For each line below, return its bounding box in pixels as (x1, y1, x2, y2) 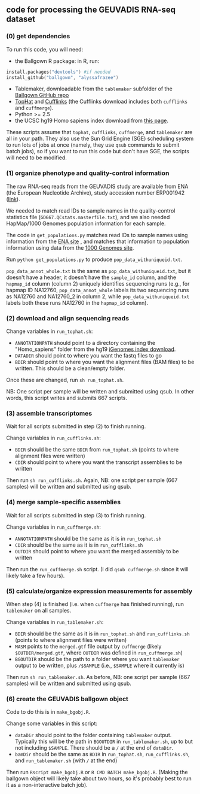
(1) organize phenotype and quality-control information (6, 169, 170, 177)
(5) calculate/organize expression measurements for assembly (6, 587, 193, 595)
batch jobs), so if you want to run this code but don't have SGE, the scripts (6, 148, 190, 155)
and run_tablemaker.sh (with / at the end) (14, 757, 118, 764)
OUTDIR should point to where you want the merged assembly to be (14, 547, 179, 554)
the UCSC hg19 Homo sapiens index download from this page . (14, 117, 169, 125)
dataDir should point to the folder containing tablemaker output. (14, 732, 172, 739)
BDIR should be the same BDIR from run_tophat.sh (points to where (14, 446, 179, 453)
